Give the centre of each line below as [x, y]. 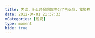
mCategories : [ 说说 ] [25, 19]
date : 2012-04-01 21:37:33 [33, 14]
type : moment [18, 23]
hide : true [16, 28]
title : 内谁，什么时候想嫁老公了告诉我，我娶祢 [48, 10]
